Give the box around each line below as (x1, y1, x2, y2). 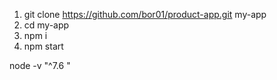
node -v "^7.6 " (9, 60, 71, 71)
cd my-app (23, 19, 70, 31)
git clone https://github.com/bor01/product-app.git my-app (23, 9, 267, 20)
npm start (23, 40, 64, 52)
